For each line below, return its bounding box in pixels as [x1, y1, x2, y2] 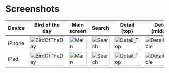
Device [8, 24, 25, 31]
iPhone [8, 40, 24, 47]
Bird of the [34, 21, 60, 28]
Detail [120, 21, 135, 28]
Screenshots [5, 3, 60, 15]
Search [91, 24, 109, 31]
